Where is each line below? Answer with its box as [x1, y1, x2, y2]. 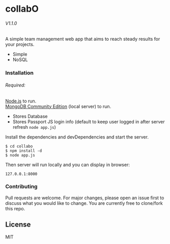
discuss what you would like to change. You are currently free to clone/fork [5, 200, 163, 206]
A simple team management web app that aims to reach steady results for [5, 36, 160, 42]
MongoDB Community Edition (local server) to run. [5, 103, 111, 110]
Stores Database [12, 113, 48, 119]
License [5, 220, 31, 229]
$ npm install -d [5, 148, 42, 153]
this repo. [5, 205, 25, 211]
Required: [5, 82, 25, 88]
